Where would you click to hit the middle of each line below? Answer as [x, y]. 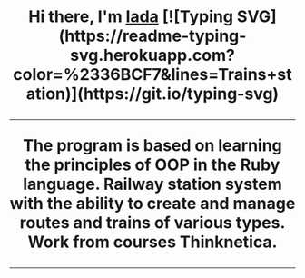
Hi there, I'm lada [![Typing [131, 17]
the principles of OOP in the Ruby [152, 165]
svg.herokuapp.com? [152, 55]
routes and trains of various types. [152, 223]
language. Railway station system [152, 184]
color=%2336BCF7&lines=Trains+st [152, 75]
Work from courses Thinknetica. [152, 242]
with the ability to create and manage [152, 204]
